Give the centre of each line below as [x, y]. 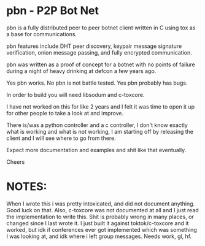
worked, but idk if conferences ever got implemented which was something [102, 229]
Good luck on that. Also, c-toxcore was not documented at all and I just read [103, 210]
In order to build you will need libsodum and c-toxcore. [75, 94]
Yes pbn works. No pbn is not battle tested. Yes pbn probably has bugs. [97, 83]
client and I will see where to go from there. [61, 138]
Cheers [16, 162]
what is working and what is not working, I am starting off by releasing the [100, 131]
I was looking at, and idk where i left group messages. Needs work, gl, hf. [99, 236]
